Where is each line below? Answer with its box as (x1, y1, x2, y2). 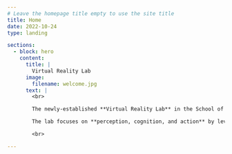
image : (25, 74, 45, 81)
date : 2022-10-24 (7, 23, 57, 30)
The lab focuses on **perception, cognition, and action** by (32, 118, 215, 125)
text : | (25, 87, 48, 94)
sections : (7, 42, 36, 49)
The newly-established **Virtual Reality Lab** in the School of (32, 106, 224, 113)
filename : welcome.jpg (32, 80, 97, 87)
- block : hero (13, 48, 54, 55)
